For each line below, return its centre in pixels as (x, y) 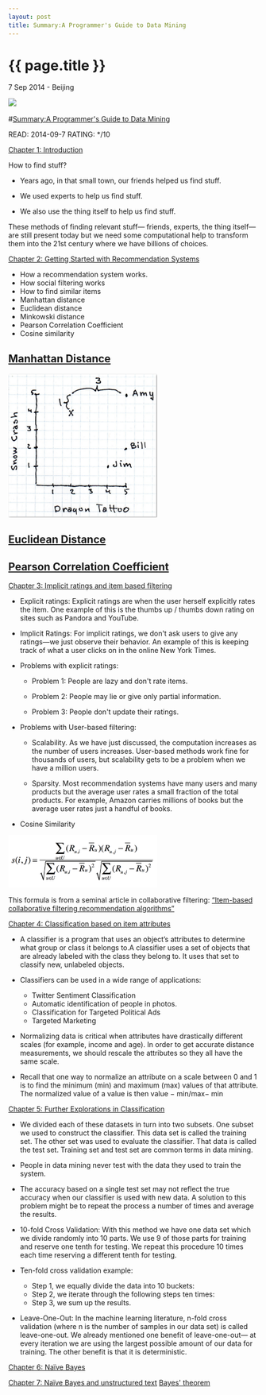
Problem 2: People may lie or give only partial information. (126, 697)
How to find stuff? (38, 165)
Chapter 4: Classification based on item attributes (89, 924)
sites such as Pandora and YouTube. (79, 618)
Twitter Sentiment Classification (84, 995)
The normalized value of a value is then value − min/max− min (121, 1094)
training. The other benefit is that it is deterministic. (103, 1352)
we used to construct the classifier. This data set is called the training (133, 1133)
